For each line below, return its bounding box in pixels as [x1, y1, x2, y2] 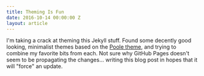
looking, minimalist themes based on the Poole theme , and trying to [6, 43, 176, 50]
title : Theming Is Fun [6, 9, 64, 15]
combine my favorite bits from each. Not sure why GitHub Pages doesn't [6, 50, 190, 57]
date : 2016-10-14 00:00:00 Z [6, 15, 81, 21]
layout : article [6, 20, 48, 26]
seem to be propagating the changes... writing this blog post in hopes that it [6, 56, 198, 64]
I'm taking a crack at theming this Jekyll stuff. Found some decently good [6, 37, 192, 44]
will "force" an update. [6, 63, 63, 70]
